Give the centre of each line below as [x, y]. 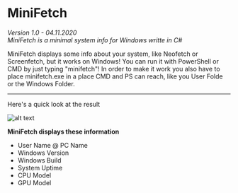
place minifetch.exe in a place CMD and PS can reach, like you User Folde [115, 76]
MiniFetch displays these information [63, 131]
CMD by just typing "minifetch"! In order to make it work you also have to [114, 69]
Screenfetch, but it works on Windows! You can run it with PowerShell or [113, 61]
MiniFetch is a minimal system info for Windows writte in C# [95, 40]
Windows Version [43, 153]
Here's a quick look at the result [54, 104]
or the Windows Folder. [41, 83]
